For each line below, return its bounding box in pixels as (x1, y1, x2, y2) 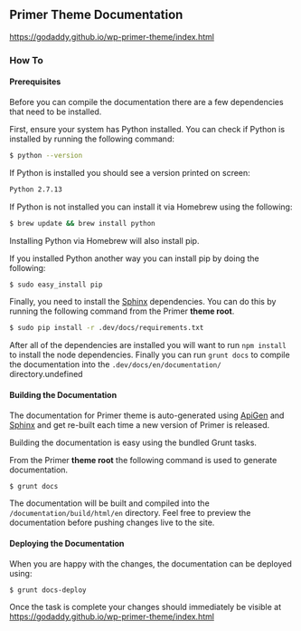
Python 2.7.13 (9, 185, 63, 194)
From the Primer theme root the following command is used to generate (9, 454, 277, 465)
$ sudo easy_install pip (9, 280, 103, 289)
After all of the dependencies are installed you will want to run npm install (9, 340, 287, 351)
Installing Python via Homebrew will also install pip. (9, 235, 200, 246)
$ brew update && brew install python (9, 218, 155, 228)
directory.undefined (9, 369, 83, 380)
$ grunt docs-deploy (9, 585, 88, 595)
